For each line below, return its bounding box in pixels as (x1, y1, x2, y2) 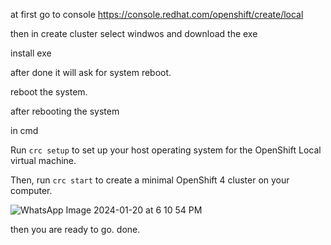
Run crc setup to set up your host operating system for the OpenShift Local (10, 144, 322, 156)
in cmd (10, 125, 39, 136)
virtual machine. (10, 155, 77, 166)
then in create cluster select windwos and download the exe (10, 28, 258, 39)
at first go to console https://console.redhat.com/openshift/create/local (10, 9, 304, 20)
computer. (10, 185, 53, 196)
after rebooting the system (10, 105, 120, 117)
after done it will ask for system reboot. (10, 67, 172, 78)
